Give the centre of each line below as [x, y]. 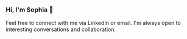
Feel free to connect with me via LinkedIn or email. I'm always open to [93, 23]
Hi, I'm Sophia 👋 [30, 10]
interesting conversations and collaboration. [61, 29]
